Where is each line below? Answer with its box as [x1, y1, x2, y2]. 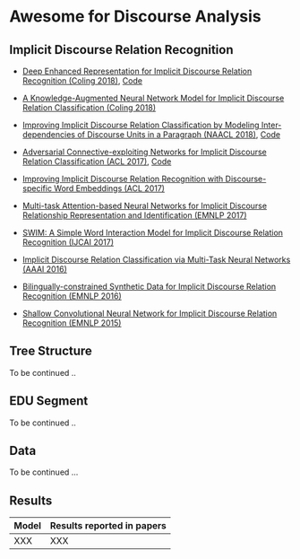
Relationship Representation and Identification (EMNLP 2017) [21, 210, 247, 221]
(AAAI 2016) [21, 264, 67, 275]
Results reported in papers [49, 520, 167, 532]
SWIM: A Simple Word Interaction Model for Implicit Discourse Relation [21, 227, 284, 238]
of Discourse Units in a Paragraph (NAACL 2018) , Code [77, 129, 280, 140]
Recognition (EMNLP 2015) [21, 318, 122, 328]
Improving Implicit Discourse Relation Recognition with [21, 173, 224, 184]
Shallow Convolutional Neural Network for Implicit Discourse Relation [21, 308, 278, 319]
